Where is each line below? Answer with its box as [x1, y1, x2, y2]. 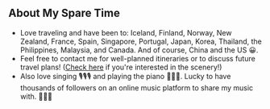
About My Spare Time [8, 6, 121, 20]
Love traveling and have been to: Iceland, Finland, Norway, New [19, 27, 232, 37]
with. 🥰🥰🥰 [19, 91, 53, 101]
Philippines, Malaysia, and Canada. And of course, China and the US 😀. [19, 44, 259, 55]
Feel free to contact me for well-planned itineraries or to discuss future [19, 53, 255, 63]
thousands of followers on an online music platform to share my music [19, 82, 254, 92]
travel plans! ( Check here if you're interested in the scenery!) [19, 62, 222, 72]
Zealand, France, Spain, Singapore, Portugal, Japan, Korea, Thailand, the [19, 36, 262, 46]
